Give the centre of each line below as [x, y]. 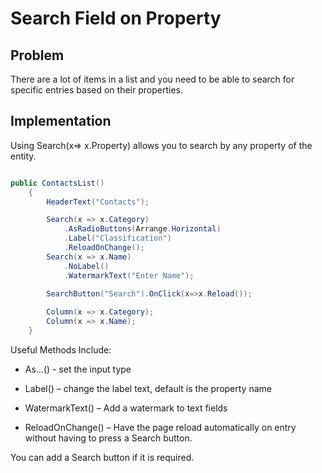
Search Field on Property [116, 18]
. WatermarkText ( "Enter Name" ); [129, 275]
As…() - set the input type [78, 369]
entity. [23, 156]
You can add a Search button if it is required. [102, 457]
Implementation [61, 121]
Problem [37, 55]
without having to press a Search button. [108, 438]
